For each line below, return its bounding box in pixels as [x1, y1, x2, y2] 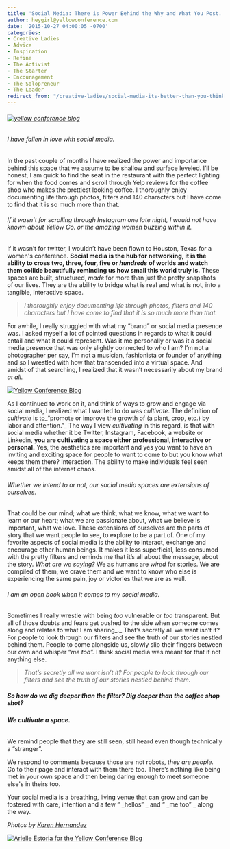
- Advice [7, 42, 32, 49]
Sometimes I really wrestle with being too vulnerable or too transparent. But [7, 611, 220, 620]
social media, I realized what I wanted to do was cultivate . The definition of [7, 407, 218, 415]
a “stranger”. [7, 745, 43, 752]
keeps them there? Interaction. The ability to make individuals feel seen [7, 458, 208, 466]
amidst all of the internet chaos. [7, 465, 97, 473]
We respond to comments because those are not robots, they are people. [7, 758, 214, 766]
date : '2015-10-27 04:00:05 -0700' [7, 23, 109, 29]
